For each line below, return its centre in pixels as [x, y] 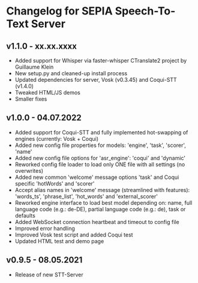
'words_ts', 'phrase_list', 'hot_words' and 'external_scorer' [86, 196]
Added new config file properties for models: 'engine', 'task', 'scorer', [100, 145]
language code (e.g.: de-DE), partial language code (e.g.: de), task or [100, 209]
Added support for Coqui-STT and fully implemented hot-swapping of [101, 132]
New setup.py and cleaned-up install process [71, 73]
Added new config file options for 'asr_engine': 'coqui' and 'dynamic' [100, 158]
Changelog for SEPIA [59, 11]
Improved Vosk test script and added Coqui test [74, 235]
